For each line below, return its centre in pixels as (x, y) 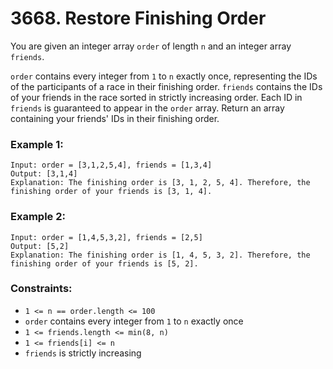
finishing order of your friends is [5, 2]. (104, 263)
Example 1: (37, 144)
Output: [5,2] (40, 246)
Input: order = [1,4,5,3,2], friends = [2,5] (106, 237)
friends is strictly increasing (83, 353)
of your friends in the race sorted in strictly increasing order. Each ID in (156, 97)
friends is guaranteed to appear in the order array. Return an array (147, 108)
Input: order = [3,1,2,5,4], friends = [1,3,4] (111, 165)
